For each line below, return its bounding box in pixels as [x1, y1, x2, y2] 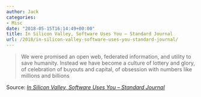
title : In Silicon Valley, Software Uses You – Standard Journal [6, 31, 173, 37]
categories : [6, 14, 36, 20]
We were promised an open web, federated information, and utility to [20, 53, 191, 60]
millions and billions [20, 72, 70, 79]
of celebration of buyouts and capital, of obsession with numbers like [20, 66, 193, 72]
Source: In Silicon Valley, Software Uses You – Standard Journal [6, 84, 165, 90]
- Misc [6, 20, 23, 26]
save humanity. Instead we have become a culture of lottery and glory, [20, 59, 196, 66]
